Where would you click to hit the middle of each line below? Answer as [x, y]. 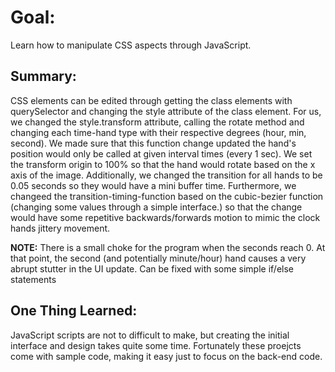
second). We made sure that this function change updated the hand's [153, 143]
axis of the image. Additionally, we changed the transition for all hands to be [166, 175]
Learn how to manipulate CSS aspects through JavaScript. [131, 45]
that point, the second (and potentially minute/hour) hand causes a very [158, 258]
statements [33, 279]
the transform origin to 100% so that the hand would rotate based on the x [163, 164]
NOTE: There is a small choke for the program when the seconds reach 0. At [168, 247]
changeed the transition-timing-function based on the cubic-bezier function [167, 196]
